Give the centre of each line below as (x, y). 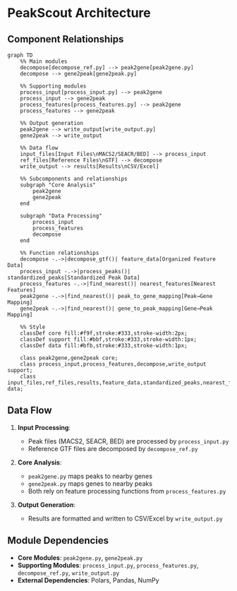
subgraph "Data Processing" (61, 216)
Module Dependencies (58, 541)
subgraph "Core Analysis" (58, 185)
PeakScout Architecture (79, 13)
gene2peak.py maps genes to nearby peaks (90, 483)
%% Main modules (44, 61)
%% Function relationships (60, 253)
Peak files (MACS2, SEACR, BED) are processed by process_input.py (128, 441)
